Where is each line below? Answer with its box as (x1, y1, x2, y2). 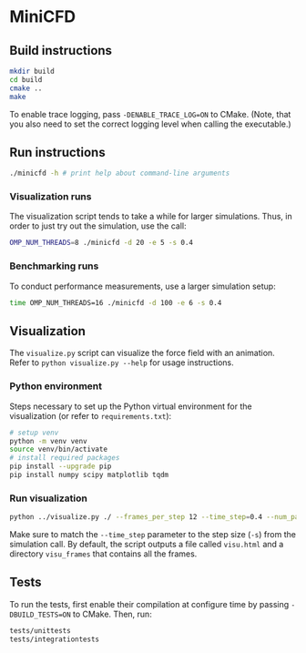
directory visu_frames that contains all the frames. (9, 548, 198, 559)
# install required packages (9, 454, 120, 463)
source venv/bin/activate (9, 444, 107, 454)
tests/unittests (9, 626, 71, 635)
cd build (9, 75, 43, 84)
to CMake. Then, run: (72, 608, 152, 619)
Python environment (9, 380, 103, 393)
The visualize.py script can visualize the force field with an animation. (9, 348, 275, 359)
